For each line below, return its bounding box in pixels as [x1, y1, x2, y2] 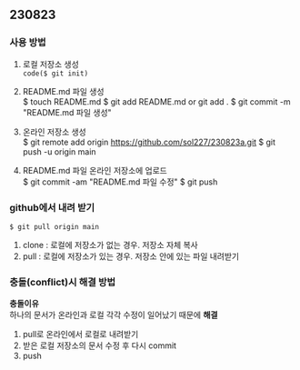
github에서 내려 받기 [9, 201, 95, 214]
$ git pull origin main [9, 222, 100, 231]
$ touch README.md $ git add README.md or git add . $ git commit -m [22, 95, 291, 107]
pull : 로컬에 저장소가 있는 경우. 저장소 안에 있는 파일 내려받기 [22, 250, 239, 262]
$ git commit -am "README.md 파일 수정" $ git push [22, 176, 218, 187]
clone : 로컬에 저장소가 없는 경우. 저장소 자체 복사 [22, 239, 198, 250]
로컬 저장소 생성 [22, 58, 79, 69]
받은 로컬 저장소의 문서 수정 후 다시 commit [22, 340, 177, 351]
